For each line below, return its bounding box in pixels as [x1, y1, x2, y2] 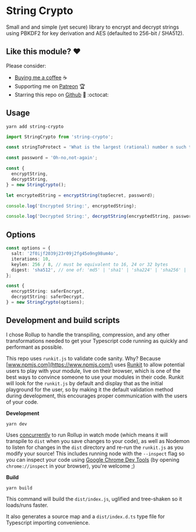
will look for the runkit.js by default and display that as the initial [6, 379, 163, 387]
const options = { [6, 245, 51, 251]
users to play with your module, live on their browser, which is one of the [6, 367, 181, 374]
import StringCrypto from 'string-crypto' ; [6, 133, 114, 140]
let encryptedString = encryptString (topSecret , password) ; [6, 192, 156, 198]
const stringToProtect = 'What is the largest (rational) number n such [6, 145, 187, 150]
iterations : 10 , [11, 256, 51, 262]
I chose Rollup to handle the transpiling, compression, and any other [6, 331, 170, 338]
